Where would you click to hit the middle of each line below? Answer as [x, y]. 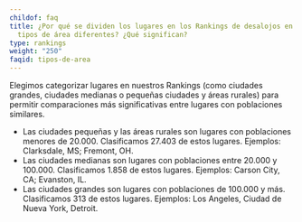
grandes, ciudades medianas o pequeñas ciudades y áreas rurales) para [144, 95]
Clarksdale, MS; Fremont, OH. [78, 151]
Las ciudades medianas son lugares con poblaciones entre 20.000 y [150, 160]
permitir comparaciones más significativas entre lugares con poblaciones [146, 104]
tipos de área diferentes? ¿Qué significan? [103, 34]
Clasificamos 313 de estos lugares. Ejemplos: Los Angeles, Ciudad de [152, 199]
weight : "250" [36, 51]
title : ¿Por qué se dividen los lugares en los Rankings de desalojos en [151, 26]
